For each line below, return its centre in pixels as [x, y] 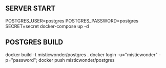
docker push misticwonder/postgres [76, 60]
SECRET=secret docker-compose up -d [47, 26]
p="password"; [21, 60]
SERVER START [30, 8]
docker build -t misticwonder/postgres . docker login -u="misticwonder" [81, 54]
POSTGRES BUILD [34, 42]
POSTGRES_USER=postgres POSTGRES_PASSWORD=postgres [72, 20]
